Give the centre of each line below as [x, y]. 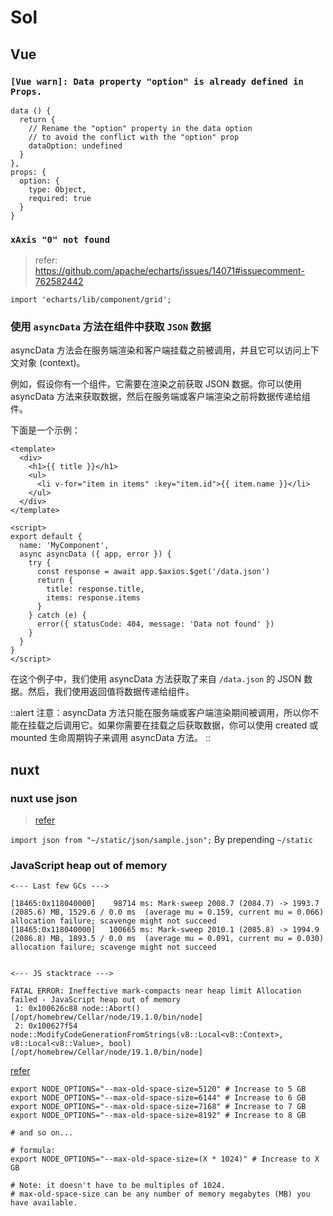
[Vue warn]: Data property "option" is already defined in [157, 81]
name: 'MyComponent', [64, 546]
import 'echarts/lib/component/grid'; [91, 300]
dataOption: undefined [75, 146]
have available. [44, 1203]
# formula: [33, 1151]
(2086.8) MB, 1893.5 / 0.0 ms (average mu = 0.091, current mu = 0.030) [167, 939]
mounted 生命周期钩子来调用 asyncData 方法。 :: [111, 738]
